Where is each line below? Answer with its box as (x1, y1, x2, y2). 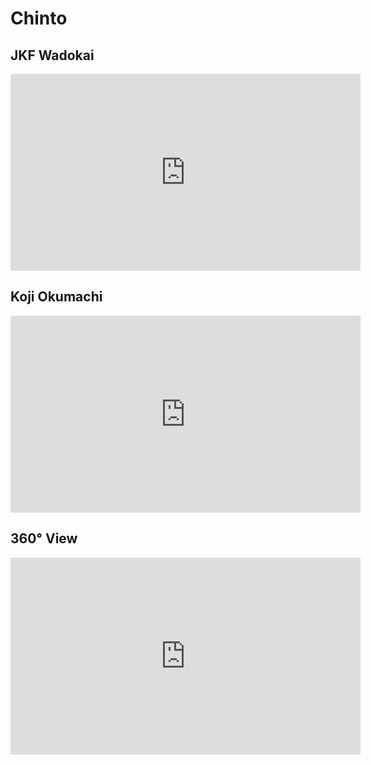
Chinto (10, 7, 68, 30)
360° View (10, 530, 78, 547)
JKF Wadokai (10, 47, 95, 64)
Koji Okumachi (10, 288, 103, 306)
